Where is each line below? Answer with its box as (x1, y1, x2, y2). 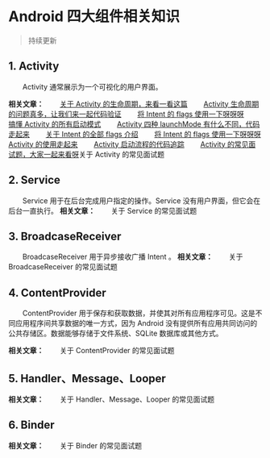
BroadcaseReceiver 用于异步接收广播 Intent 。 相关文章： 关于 (22, 252, 243, 262)
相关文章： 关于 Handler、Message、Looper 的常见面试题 (8, 394, 215, 404)
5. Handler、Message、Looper (8, 372, 167, 385)
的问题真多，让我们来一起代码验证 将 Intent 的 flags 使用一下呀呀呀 (8, 109, 244, 119)
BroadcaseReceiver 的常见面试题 (8, 262, 118, 272)
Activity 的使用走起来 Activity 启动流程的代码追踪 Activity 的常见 (8, 139, 249, 149)
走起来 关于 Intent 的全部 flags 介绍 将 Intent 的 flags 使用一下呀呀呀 (8, 129, 262, 139)
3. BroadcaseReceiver (8, 229, 122, 243)
